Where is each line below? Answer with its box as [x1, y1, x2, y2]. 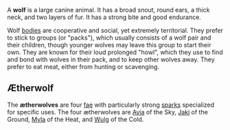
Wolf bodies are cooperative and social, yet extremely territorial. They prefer [7, 27, 224, 34]
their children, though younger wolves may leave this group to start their [7, 41, 211, 49]
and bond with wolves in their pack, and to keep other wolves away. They [7, 55, 215, 64]
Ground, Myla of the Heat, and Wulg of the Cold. [7, 115, 144, 123]
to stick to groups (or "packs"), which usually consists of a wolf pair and [7, 34, 211, 42]
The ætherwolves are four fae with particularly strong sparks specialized [7, 101, 215, 109]
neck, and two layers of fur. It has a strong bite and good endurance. [7, 13, 201, 21]
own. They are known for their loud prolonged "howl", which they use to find [7, 48, 223, 56]
